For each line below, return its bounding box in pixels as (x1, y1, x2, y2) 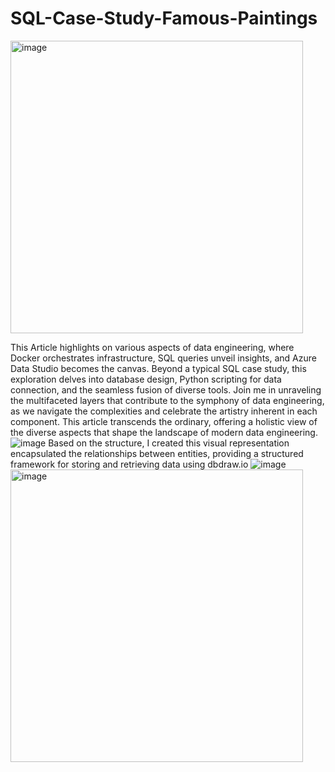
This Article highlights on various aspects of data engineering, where (10, 341, 295, 353)
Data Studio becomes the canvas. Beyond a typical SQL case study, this (10, 362, 307, 374)
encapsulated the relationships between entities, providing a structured (10, 447, 304, 459)
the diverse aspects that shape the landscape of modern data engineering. (10, 426, 318, 438)
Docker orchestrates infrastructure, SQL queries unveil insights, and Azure (10, 352, 317, 364)
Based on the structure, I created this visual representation (48, 437, 290, 449)
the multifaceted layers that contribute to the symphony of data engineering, (10, 394, 325, 406)
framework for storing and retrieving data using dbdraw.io (10, 458, 249, 470)
